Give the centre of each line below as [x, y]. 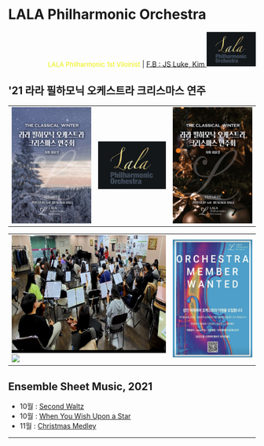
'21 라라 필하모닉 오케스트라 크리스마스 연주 [107, 91]
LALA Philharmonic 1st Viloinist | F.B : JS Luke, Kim [126, 64]
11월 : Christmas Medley [58, 426]
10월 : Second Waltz [52, 407]
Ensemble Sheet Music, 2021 [81, 386]
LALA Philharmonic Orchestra [107, 15]
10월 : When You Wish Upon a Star [75, 416]
